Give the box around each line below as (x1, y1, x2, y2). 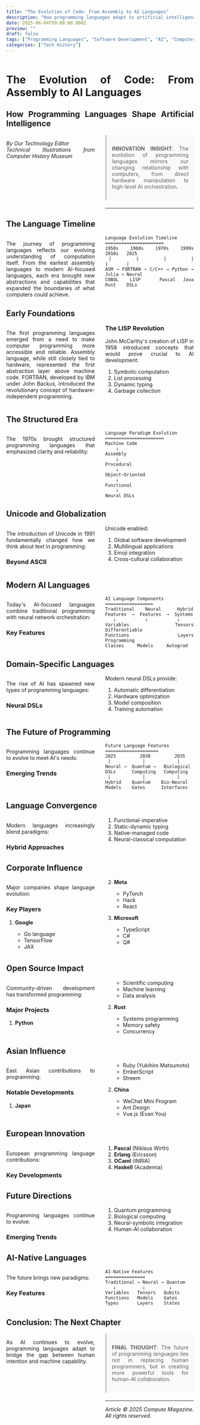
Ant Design (123, 1104, 150, 1111)
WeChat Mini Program (123, 1098, 177, 1105)
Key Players (6, 905, 42, 913)
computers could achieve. (6, 291, 70, 298)
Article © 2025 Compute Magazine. (105, 1405, 194, 1412)
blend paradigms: (6, 828, 49, 835)
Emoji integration (114, 549, 156, 556)
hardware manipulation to (112, 177, 189, 184)
